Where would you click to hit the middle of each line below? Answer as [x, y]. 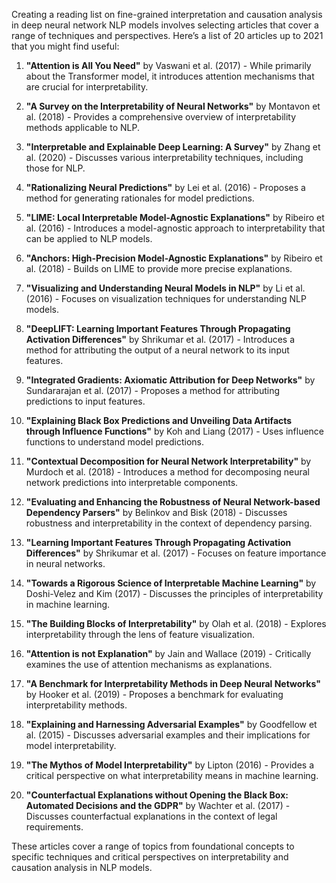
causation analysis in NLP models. [82, 867]
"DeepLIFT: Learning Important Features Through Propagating [158, 328]
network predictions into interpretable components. [132, 482]
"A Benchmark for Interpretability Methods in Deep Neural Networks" [173, 683]
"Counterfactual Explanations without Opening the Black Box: [157, 795]
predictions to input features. [85, 401]
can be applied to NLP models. [89, 238]
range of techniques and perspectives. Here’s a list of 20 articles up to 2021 [167, 35]
